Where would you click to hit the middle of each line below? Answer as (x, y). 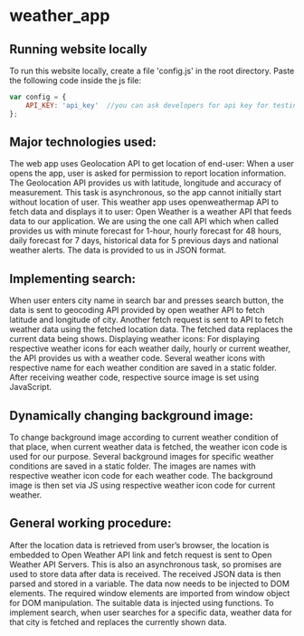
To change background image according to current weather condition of (144, 437)
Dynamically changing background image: (131, 416)
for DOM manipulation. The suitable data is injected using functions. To (142, 603)
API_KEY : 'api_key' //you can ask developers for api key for (147, 105)
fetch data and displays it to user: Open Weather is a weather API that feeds (151, 212)
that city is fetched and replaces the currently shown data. (118, 622)
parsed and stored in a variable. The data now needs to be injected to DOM (149, 584)
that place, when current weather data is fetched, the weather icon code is (148, 447)
